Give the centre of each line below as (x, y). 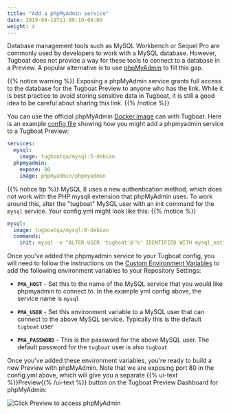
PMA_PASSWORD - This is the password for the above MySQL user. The (113, 340)
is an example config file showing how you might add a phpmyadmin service (115, 124)
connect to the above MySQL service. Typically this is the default (109, 319)
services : (21, 144)
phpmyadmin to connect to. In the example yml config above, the (109, 291)
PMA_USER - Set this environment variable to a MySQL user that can (111, 312)
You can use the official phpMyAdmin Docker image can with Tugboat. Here (114, 116)
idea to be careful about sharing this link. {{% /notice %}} (88, 103)
